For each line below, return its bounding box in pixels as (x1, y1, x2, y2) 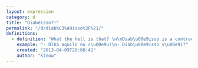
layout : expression (6, 8, 54, 15)
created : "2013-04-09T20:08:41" (16, 47, 96, 53)
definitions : (6, 31, 38, 37)
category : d (6, 14, 35, 20)
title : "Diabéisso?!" (6, 20, 60, 25)
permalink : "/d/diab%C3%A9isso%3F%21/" (6, 25, 104, 31)
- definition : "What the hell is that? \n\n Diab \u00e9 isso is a (11, 36, 173, 42)
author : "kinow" (16, 53, 57, 59)
